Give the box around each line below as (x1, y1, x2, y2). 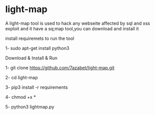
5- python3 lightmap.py (5, 103, 55, 109)
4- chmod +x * (5, 94, 36, 100)
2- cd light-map (5, 74, 38, 80)
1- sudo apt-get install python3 (5, 45, 69, 51)
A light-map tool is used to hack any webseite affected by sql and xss (5, 20, 150, 26)
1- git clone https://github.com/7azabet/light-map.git (5, 65, 115, 71)
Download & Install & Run (5, 54, 58, 61)
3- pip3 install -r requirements (5, 84, 68, 90)
